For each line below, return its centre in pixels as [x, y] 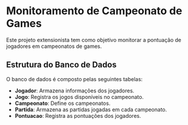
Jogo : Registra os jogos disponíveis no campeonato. [79, 97]
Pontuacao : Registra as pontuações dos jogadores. [78, 116]
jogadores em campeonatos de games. [54, 46]
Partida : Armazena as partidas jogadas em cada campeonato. [91, 109]
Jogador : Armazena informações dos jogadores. [75, 91]
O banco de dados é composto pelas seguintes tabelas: [74, 79]
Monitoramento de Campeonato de [94, 11]
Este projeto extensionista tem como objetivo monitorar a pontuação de [94, 40]
